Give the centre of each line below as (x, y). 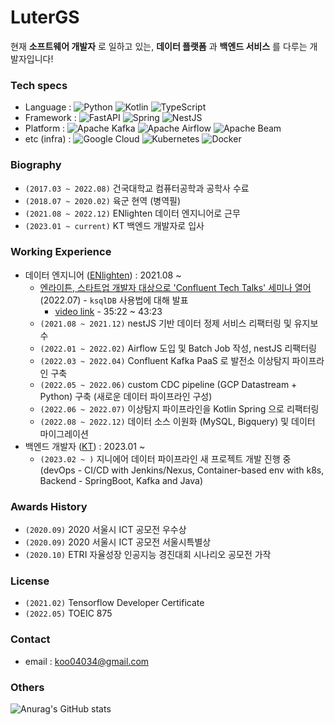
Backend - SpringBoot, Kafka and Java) (121, 480)
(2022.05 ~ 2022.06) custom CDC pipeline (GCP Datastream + (168, 384)
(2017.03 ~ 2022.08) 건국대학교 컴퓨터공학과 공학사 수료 (137, 188)
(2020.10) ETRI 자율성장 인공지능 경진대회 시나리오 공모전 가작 (148, 555)
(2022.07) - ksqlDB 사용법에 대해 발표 (114, 300)
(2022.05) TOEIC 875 (68, 613)
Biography (36, 165)
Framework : (50, 118)
